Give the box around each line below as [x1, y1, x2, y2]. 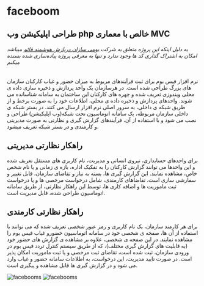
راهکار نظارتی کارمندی [7, 206, 84, 217]
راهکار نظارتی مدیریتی [7, 140, 83, 151]
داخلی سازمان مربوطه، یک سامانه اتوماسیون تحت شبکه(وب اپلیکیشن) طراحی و [7, 110, 189, 117]
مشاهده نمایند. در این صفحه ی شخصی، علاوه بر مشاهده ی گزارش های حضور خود [7, 236, 193, 243]
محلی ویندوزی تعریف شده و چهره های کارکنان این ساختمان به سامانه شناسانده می [7, 90, 195, 98]
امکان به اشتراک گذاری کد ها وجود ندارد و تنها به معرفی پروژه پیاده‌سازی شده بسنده [7, 52, 197, 59]
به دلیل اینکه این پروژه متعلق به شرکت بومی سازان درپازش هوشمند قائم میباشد [7, 46, 188, 53]
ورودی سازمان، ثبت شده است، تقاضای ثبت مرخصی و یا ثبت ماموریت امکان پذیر [7, 249, 189, 256]
